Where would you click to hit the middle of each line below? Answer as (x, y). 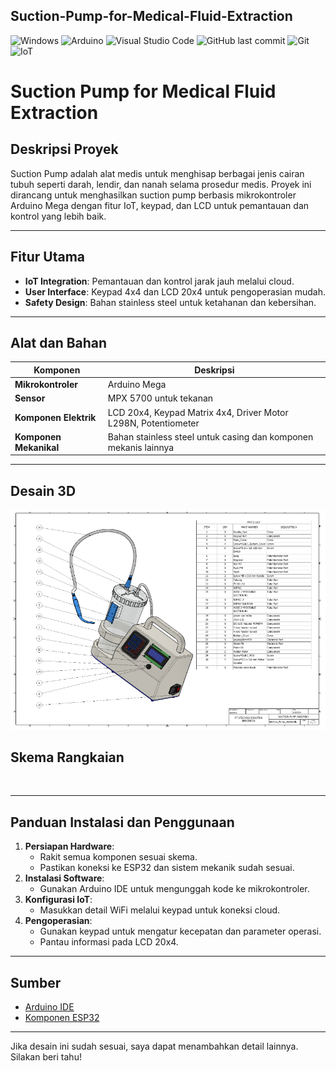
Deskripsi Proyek (64, 149)
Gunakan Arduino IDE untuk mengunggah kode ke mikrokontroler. (174, 889)
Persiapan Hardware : (69, 846)
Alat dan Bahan (59, 343)
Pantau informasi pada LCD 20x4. (109, 942)
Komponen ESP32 (62, 1017)
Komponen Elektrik (55, 418)
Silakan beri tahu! (46, 1056)
